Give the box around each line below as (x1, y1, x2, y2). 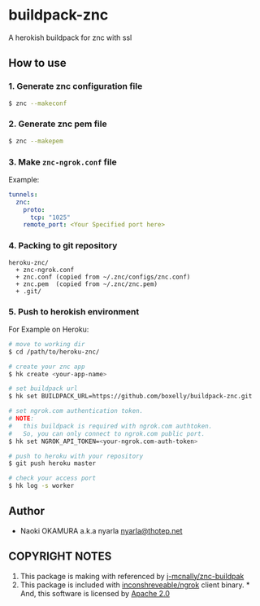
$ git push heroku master (8, 459, 96, 468)
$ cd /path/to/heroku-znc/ (8, 348, 100, 356)
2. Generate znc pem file (8, 118, 107, 130)
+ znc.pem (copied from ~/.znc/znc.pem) (15, 279, 158, 288)
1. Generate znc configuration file (8, 81, 143, 92)
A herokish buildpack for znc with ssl (8, 33, 132, 42)
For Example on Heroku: (8, 324, 89, 334)
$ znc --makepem (8, 137, 63, 145)
